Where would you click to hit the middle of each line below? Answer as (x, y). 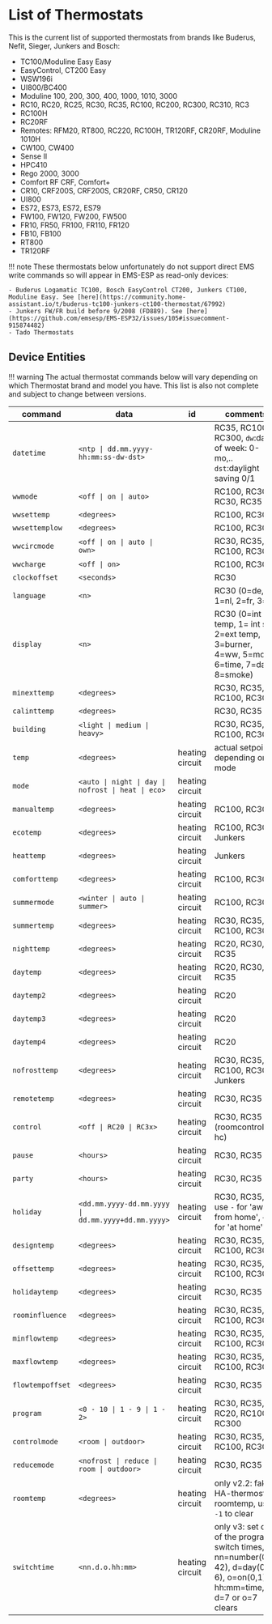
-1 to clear (234, 1513)
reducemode (33, 1465)
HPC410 (34, 164)
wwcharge (29, 564)
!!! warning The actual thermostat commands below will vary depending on (133, 376)
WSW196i (36, 79)
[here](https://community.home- (132, 297)
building (29, 729)
